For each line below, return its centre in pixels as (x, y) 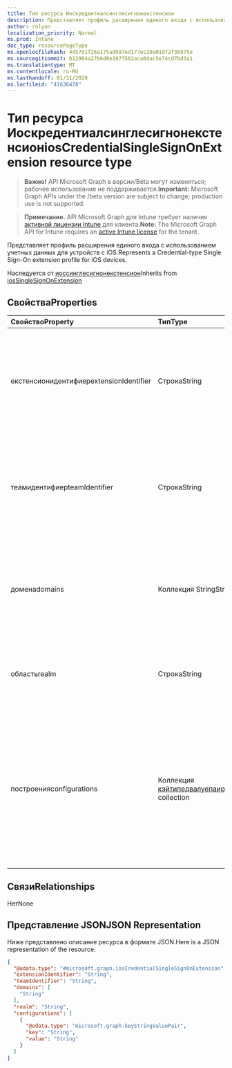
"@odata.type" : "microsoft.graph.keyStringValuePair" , (106, 1026)
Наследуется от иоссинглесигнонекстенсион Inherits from (92, 273)
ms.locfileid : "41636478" (44, 84)
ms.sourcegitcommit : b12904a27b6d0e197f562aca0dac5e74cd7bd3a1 (100, 59)
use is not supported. (54, 204)
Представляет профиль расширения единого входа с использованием (112, 245)
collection (174, 797)
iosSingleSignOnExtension (45, 281)
